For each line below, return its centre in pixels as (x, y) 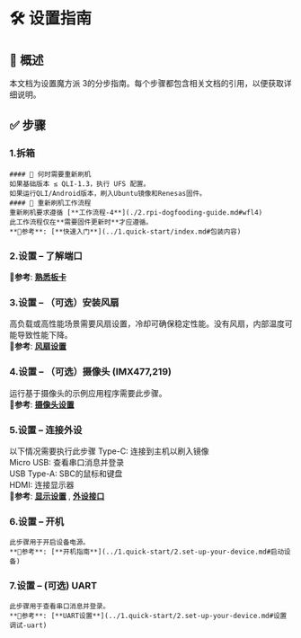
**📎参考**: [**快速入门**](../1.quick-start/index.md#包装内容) (125, 231)
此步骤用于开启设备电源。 (49, 543)
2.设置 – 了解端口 (46, 255)
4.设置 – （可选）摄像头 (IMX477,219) (91, 372)
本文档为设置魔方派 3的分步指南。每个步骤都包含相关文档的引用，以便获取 (147, 83)
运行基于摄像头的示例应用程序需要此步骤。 (88, 393)
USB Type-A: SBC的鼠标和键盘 (66, 474)
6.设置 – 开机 (37, 521)
